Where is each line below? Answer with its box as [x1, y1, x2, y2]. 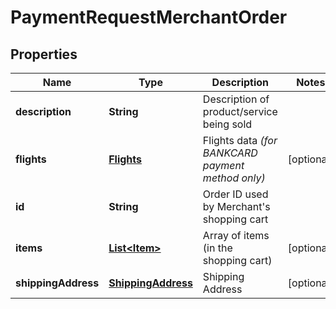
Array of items [202, 229, 270, 242]
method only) [202, 171, 266, 185]
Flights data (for [202, 134, 278, 147]
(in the [202, 241, 233, 255]
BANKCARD [202, 146, 258, 160]
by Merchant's [202, 200, 271, 213]
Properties [10, 46, 78, 63]
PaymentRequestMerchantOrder [10, 6, 288, 29]
